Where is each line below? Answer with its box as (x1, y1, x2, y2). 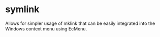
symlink (5, 4, 40, 15)
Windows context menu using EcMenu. (5, 25, 87, 31)
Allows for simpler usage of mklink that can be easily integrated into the (5, 20, 155, 26)
